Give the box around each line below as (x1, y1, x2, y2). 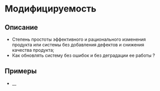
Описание (5, 23, 38, 32)
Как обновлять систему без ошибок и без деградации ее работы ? (12, 52, 155, 58)
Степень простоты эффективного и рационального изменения (12, 36, 146, 42)
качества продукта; (12, 47, 55, 53)
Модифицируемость (5, 3, 96, 15)
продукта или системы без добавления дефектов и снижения (12, 42, 144, 48)
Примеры (5, 67, 37, 75)
